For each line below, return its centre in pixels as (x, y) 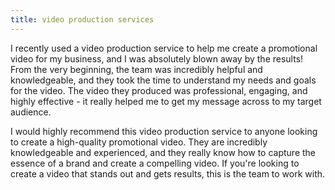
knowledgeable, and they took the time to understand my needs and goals (163, 80)
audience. (31, 112)
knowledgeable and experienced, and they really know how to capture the (163, 152)
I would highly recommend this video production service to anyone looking (164, 131)
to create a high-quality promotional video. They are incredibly (139, 142)
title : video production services (82, 19)
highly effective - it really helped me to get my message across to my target (166, 101)
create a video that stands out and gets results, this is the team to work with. (168, 173)
